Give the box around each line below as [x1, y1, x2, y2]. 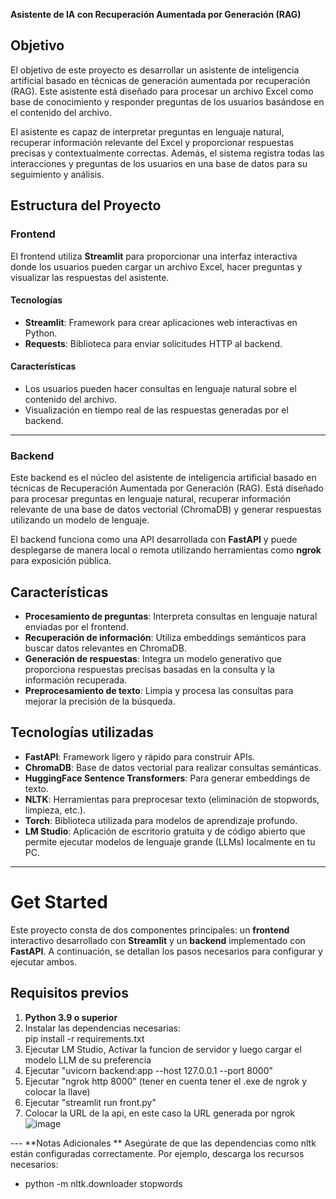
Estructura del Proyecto [10, 197, 162, 214]
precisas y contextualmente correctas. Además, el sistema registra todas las [10, 147, 325, 159]
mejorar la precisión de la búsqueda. [24, 695, 176, 708]
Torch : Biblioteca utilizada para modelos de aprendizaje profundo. [24, 814, 298, 826]
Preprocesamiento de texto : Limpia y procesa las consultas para [24, 685, 294, 697]
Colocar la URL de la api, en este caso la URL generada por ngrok [24, 1107, 296, 1119]
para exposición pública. [10, 555, 112, 567]
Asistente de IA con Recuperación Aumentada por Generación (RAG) [10, 9, 302, 20]
